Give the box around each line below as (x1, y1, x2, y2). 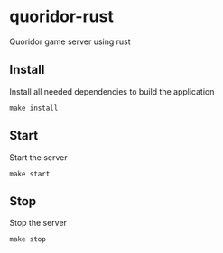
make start (9, 169, 51, 178)
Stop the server (9, 218, 68, 229)
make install (9, 104, 59, 113)
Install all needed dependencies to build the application (9, 86, 215, 96)
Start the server (9, 151, 68, 163)
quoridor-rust (9, 6, 115, 27)
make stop (9, 235, 47, 244)
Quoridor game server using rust (9, 36, 131, 47)
